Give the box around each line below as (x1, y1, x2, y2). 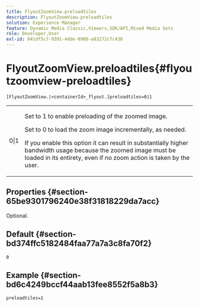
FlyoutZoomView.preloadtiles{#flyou (6, 62, 192, 75)
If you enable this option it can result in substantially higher (24, 139, 188, 147)
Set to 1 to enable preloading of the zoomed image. (24, 112, 168, 120)
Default (6, 229, 34, 239)
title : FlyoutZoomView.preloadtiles (6, 8, 97, 15)
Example (6, 270, 39, 280)
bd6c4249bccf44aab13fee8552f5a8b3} (6, 279, 159, 289)
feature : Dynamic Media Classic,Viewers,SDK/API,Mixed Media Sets (6, 25, 174, 31)
